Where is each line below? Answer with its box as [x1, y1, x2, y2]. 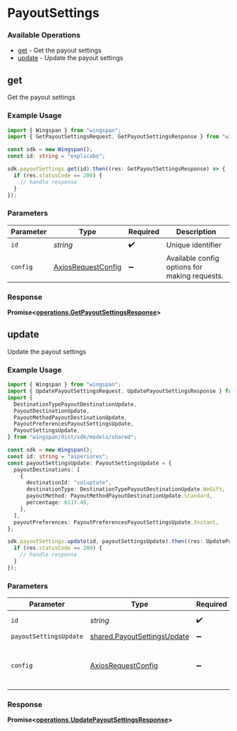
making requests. [166, 271, 224, 281]
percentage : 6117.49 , [25, 499, 90, 506]
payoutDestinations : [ [13, 466, 80, 473]
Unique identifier [166, 240, 222, 250]
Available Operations [7, 30, 81, 40]
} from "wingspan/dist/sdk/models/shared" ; [7, 433, 138, 441]
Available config [166, 253, 220, 263]
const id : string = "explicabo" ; [7, 153, 106, 160]
